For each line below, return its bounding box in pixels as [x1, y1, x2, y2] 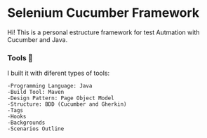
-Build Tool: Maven [7, 89, 65, 96]
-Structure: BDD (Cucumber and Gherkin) [7, 101, 128, 108]
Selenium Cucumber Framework [7, 5, 200, 21]
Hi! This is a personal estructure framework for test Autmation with [7, 28, 200, 36]
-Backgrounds [7, 119, 46, 127]
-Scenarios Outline [7, 125, 65, 132]
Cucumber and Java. [7, 35, 68, 43]
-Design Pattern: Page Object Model [7, 95, 114, 102]
